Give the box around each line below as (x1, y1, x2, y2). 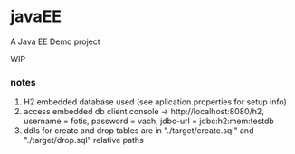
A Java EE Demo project (10, 36, 100, 47)
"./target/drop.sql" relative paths (23, 135, 144, 146)
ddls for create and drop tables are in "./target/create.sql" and (23, 125, 254, 136)
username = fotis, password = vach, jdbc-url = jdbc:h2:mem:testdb (23, 115, 274, 127)
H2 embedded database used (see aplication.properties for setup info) (23, 96, 288, 107)
